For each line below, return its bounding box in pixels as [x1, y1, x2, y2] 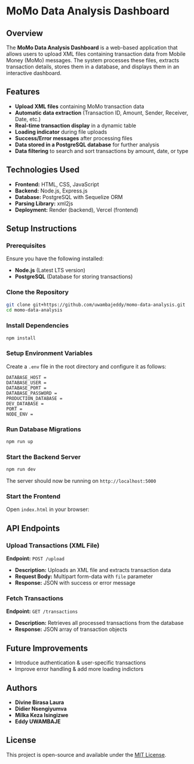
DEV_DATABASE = [6, 401, 44, 407]
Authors [6, 682, 38, 693]
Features [6, 87, 40, 97]
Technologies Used [6, 165, 79, 175]
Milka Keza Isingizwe [14, 712, 69, 719]
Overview [6, 28, 44, 38]
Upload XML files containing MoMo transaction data [14, 103, 144, 110]
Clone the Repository [6, 288, 69, 296]
